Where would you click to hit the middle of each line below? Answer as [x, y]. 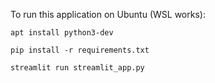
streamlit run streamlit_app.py [77, 68]
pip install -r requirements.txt [80, 50]
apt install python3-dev [62, 33]
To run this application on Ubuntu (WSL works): [108, 14]
